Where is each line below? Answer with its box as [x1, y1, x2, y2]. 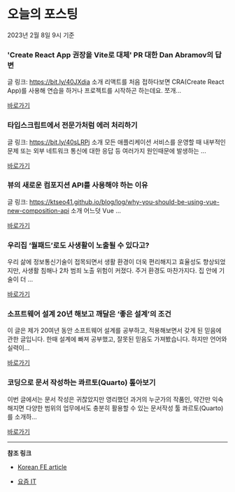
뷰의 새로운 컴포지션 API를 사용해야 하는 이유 [7, 180, 148, 190]
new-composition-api [7, 206, 70, 215]
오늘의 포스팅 [7, 6, 78, 22]
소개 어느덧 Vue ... [71, 206, 121, 215]
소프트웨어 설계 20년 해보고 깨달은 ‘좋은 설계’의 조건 [7, 309, 171, 319]
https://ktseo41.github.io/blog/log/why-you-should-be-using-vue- [29, 197, 220, 206]
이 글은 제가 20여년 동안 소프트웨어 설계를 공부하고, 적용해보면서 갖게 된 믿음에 [7, 326, 222, 335]
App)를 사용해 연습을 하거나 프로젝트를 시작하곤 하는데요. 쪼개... [7, 87, 182, 95]
